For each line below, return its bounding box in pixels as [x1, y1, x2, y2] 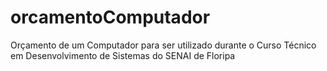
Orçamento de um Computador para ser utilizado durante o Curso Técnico [10, 39, 317, 51]
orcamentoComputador [10, 6, 211, 29]
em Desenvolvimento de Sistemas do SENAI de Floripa [10, 49, 236, 61]
